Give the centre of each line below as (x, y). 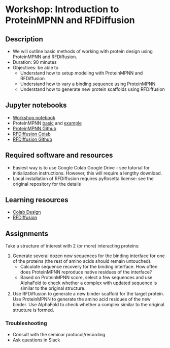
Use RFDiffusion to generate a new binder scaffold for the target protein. (88, 294)
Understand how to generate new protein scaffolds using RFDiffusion (92, 89)
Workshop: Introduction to (62, 9)
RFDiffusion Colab (31, 134)
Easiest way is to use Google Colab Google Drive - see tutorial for (81, 167)
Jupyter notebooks (36, 105)
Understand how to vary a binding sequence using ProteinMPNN (88, 84)
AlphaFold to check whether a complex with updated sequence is (89, 283)
